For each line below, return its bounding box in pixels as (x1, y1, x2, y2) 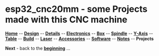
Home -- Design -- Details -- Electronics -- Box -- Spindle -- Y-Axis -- (5, 30, 153, 36)
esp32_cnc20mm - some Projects (5, 3, 148, 15)
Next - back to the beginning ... (5, 45, 71, 51)
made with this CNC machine (5, 14, 128, 25)
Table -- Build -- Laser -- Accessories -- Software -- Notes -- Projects (5, 36, 154, 42)
